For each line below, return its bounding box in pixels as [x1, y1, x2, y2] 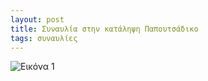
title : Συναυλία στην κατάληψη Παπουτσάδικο [10, 24, 199, 34]
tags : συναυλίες [10, 33, 78, 43]
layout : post [10, 14, 65, 25]
